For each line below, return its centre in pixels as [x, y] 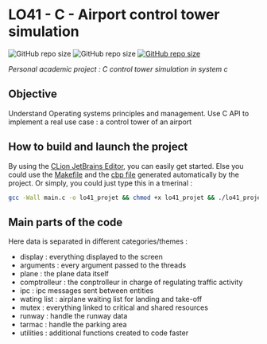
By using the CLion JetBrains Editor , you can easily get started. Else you [126, 166]
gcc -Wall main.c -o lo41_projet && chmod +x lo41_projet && [112, 197]
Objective [33, 94]
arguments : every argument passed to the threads [103, 265]
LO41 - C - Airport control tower [114, 15]
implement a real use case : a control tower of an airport [100, 122]
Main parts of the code [66, 222]
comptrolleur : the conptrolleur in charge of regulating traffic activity [131, 282]
